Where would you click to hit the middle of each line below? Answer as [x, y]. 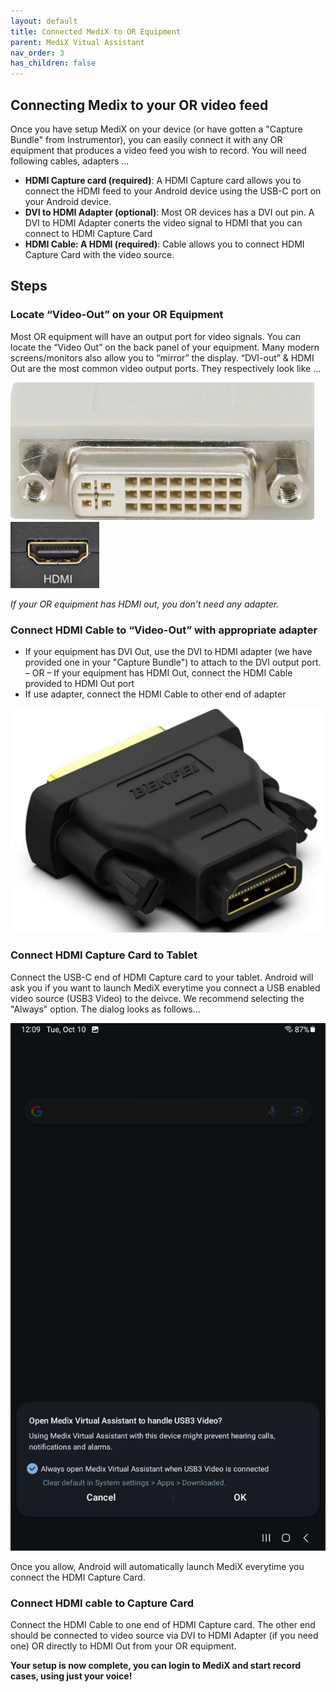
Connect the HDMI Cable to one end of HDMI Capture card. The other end [163, 1625]
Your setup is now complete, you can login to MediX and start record [156, 1666]
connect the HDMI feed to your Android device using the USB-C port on [173, 191]
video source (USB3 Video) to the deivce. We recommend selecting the [157, 998]
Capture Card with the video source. [99, 254]
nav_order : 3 [37, 53]
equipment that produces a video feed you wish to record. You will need [158, 150]
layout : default [44, 21]
